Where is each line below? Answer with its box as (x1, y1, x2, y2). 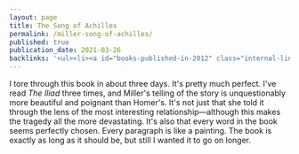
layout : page (9, 12, 58, 22)
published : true (9, 37, 69, 47)
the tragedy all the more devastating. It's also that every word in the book (9, 116, 278, 127)
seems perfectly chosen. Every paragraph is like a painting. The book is (9, 126, 272, 135)
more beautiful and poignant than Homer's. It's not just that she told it (9, 97, 264, 107)
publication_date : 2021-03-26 (9, 46, 122, 55)
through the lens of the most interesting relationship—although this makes (9, 107, 281, 117)
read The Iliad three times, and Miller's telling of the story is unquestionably (9, 88, 287, 98)
